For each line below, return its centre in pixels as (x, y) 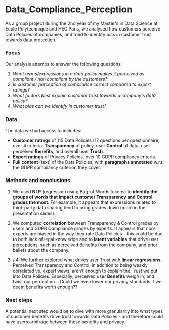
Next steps (19, 300)
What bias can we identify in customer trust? (59, 106)
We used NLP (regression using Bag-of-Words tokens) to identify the (85, 191)
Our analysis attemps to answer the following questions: (64, 64)
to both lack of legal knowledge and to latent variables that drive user (86, 239)
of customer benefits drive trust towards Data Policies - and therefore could (84, 317)
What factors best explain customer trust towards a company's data (84, 96)
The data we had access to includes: (44, 130)
